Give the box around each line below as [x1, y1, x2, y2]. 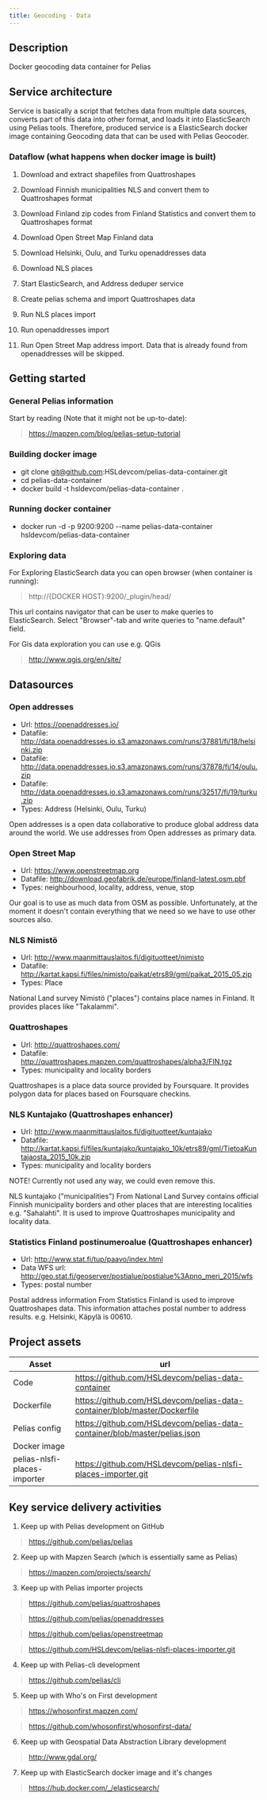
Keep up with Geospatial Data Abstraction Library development [20, 1736, 227, 1746]
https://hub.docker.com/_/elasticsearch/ [28, 1783, 160, 1792]
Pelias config [13, 1423, 62, 1434]
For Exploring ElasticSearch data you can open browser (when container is [9, 568, 253, 577]
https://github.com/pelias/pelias [28, 1536, 133, 1546]
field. [9, 624, 26, 634]
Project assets [9, 1335, 82, 1349]
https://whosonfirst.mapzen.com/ [28, 1705, 138, 1716]
